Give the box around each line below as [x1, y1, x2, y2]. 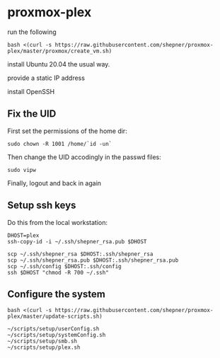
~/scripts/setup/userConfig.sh [7, 325, 100, 333]
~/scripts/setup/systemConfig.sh [7, 332, 106, 339]
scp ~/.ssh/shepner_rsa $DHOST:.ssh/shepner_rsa [7, 250, 154, 258]
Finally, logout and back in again [7, 178, 101, 187]
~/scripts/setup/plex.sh [7, 344, 81, 351]
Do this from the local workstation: [7, 218, 108, 226]
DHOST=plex [7, 231, 40, 239]
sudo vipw [7, 166, 37, 173]
